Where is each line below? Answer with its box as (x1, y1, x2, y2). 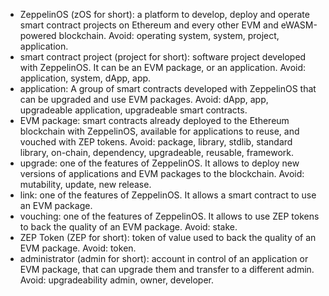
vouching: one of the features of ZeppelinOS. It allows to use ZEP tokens (19, 210, 320, 222)
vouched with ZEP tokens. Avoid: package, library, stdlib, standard (19, 136, 293, 148)
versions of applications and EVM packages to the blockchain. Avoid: (19, 168, 305, 179)
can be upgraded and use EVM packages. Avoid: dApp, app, (19, 94, 269, 105)
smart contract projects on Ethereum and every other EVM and (19, 19, 279, 31)
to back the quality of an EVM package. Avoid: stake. (19, 221, 238, 233)
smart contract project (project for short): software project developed (19, 51, 307, 63)
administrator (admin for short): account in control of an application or (19, 253, 309, 264)
